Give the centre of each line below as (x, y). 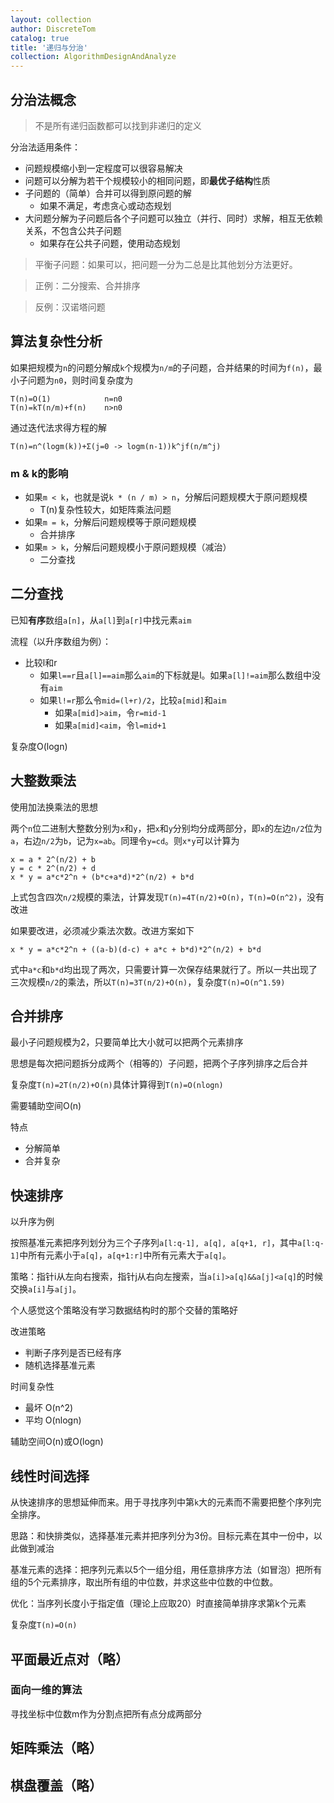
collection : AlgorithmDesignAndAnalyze (93, 57)
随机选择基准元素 (60, 1365)
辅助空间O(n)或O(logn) (57, 1442)
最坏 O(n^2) (49, 1408)
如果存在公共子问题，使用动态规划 (110, 243)
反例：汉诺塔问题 (70, 307)
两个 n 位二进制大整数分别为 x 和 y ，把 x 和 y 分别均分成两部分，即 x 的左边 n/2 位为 (166, 828)
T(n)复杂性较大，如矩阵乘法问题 (105, 510)
